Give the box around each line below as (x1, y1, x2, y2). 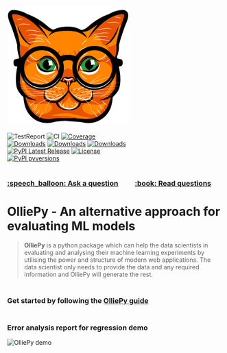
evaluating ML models (7, 219, 136, 234)
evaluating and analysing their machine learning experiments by (23, 248, 205, 256)
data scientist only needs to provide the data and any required (23, 263, 200, 271)
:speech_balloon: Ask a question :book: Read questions (7, 178, 211, 188)
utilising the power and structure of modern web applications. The (23, 256, 211, 264)
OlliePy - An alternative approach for (7, 204, 221, 219)
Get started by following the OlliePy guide (7, 295, 149, 305)
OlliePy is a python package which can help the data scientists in (23, 241, 208, 249)
